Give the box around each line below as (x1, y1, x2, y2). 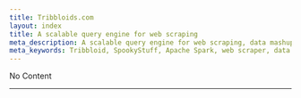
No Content (9, 70, 52, 81)
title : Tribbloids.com (9, 12, 94, 22)
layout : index (9, 21, 63, 30)
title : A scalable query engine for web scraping (9, 29, 199, 38)
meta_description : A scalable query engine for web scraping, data (9, 37, 267, 47)
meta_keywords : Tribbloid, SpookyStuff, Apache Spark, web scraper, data (9, 46, 291, 55)
